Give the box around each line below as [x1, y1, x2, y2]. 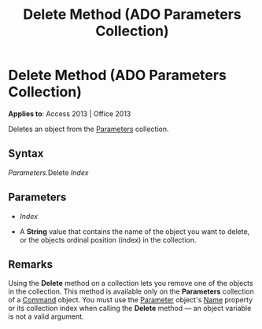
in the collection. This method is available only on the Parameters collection [8, 287, 254, 296]
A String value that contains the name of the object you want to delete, [19, 226, 250, 236]
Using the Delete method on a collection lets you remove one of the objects [8, 279, 253, 288]
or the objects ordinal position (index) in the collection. [19, 235, 197, 244]
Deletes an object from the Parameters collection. [8, 124, 169, 133]
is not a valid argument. [8, 312, 84, 321]
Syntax [8, 147, 44, 160]
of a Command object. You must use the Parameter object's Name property [8, 295, 253, 305]
